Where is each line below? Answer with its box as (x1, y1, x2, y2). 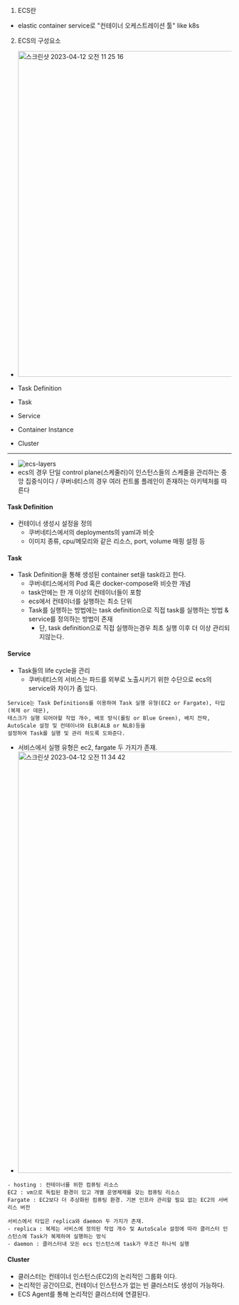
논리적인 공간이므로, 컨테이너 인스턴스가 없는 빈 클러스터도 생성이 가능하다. (17, 1281, 225, 1289)
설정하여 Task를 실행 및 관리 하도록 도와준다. (7, 730, 126, 737)
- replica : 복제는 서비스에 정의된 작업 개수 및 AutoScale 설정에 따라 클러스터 (7, 1225, 221, 1232)
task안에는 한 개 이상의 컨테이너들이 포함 (28, 588, 142, 597)
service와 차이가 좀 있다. (28, 683, 98, 692)
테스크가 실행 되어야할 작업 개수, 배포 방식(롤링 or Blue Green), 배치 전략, (7, 714, 211, 722)
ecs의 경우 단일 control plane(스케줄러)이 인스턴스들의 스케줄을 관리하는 (17, 468, 220, 476)
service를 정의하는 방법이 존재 (28, 614, 113, 624)
